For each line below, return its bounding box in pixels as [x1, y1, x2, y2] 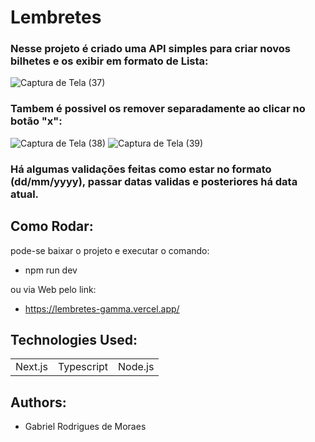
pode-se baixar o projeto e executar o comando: [10, 244, 210, 256]
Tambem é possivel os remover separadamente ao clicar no [10, 102, 306, 116]
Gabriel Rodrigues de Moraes [24, 421, 147, 433]
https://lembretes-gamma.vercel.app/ [24, 302, 180, 315]
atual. [10, 187, 40, 201]
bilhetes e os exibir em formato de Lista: [10, 54, 209, 68]
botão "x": [10, 114, 63, 128]
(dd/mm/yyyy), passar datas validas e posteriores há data [10, 174, 298, 188]
